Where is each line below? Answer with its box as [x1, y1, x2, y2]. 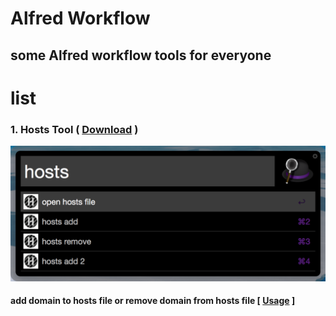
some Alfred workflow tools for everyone [10, 47, 272, 64]
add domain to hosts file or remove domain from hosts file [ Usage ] [10, 295, 296, 307]
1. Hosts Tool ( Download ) [10, 122, 139, 136]
